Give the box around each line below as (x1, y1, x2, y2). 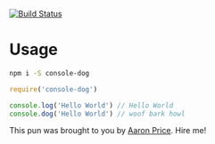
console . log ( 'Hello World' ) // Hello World (9, 100, 174, 110)
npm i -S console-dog (9, 68, 90, 77)
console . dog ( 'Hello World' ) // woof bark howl (9, 109, 186, 118)
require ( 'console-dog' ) (9, 84, 98, 93)
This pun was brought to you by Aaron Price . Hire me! (9, 125, 207, 136)
